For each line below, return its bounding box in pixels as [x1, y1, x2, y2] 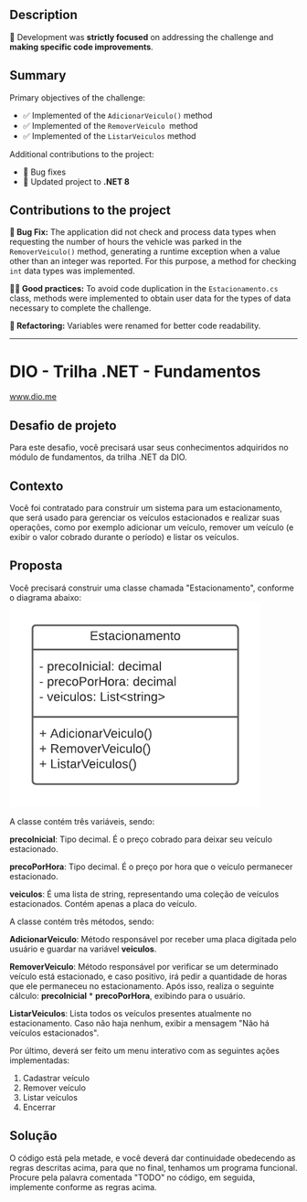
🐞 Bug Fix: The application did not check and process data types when [9, 227, 277, 238]
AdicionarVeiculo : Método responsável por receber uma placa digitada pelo [9, 933, 297, 944]
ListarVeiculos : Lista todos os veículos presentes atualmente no [9, 1007, 252, 1018]
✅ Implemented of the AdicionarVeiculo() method [22, 110, 213, 121]
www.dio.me [9, 391, 58, 402]
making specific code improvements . [9, 41, 153, 52]
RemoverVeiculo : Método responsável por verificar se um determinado [9, 961, 279, 972]
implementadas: [9, 1055, 70, 1066]
